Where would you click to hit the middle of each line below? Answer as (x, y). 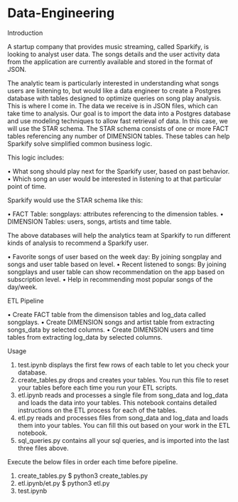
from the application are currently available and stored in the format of (110, 61)
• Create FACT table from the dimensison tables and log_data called (107, 314)
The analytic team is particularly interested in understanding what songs (113, 83)
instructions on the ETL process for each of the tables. (97, 410)
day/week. (22, 287)
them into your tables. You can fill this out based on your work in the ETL (124, 425)
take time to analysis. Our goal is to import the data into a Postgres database (119, 113)
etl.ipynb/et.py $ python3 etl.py (64, 483)
